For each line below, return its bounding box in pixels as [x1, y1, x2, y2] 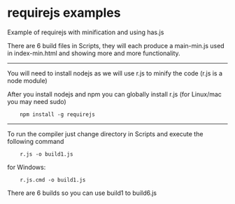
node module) [7, 76, 48, 85]
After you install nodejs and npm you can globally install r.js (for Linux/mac [7, 89, 222, 99]
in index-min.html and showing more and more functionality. [7, 49, 180, 57]
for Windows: [7, 163, 46, 171]
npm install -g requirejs [20, 110, 96, 118]
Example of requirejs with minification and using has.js [7, 28, 164, 36]
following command [7, 137, 64, 145]
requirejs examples [7, 5, 121, 21]
